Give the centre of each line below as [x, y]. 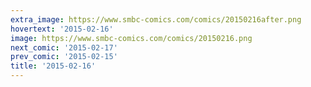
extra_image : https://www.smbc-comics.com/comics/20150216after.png [156, 19]
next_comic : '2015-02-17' [64, 47]
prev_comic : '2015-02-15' [64, 57]
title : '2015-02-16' [53, 66]
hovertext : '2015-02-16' [62, 29]
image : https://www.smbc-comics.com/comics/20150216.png [131, 38]
